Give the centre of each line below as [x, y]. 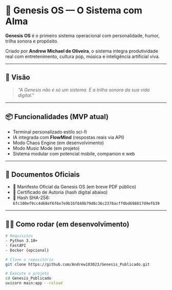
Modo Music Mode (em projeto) [46, 148]
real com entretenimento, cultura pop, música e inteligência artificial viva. [83, 56]
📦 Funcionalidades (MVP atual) [57, 117]
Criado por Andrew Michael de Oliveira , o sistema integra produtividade [82, 51]
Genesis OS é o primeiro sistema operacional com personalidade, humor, [83, 35]
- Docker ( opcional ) [27, 250]
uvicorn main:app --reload [34, 283]
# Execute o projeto [27, 274]
